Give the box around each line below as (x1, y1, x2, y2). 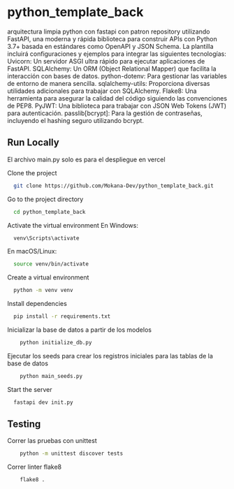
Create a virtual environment (7, 273, 89, 282)
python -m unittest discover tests (20, 450, 124, 458)
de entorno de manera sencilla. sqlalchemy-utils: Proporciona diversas (7, 79, 210, 87)
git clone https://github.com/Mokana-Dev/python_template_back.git (13, 182, 214, 189)
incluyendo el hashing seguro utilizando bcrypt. (7, 116, 145, 124)
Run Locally (7, 137, 59, 149)
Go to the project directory (7, 195, 84, 203)
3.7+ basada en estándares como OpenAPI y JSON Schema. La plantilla (7, 42, 214, 50)
